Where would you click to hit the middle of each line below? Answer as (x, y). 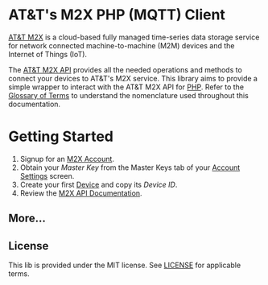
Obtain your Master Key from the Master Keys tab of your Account (130, 167)
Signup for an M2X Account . (67, 159)
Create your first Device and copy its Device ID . (99, 184)
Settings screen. (47, 176)
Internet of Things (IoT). (47, 54)
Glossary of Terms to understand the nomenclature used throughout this (129, 95)
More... (27, 219)
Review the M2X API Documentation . (81, 193)
